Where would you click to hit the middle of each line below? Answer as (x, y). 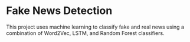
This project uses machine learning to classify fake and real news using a (95, 27)
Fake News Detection (59, 11)
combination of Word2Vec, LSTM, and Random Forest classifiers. (85, 33)
